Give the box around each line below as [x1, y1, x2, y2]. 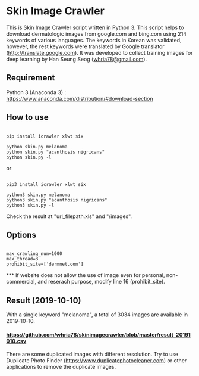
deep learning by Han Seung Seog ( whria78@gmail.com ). [6, 55, 147, 63]
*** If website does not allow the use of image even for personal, [6, 272, 165, 279]
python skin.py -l [6, 154, 52, 160]
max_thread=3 [6, 256, 39, 262]
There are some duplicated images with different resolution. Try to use [6, 350, 179, 358]
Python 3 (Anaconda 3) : [6, 88, 67, 96]
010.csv [6, 337, 27, 344]
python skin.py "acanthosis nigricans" [6, 149, 105, 155]
